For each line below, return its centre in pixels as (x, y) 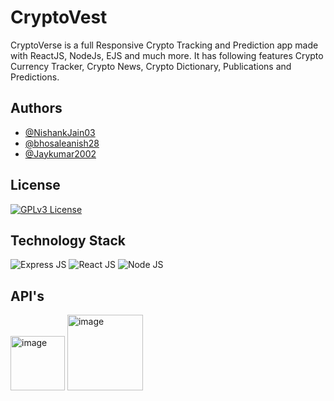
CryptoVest (59, 17)
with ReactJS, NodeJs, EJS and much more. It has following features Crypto (167, 55)
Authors (36, 108)
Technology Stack (68, 240)
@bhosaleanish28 (62, 143)
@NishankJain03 (60, 132)
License (35, 185)
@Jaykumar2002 (60, 153)
